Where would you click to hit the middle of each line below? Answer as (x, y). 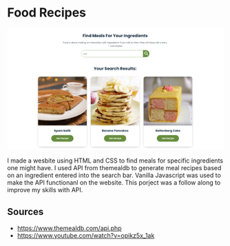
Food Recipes (47, 13)
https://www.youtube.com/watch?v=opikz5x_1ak (86, 235)
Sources (25, 212)
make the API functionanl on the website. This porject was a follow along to (114, 183)
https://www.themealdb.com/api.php (69, 228)
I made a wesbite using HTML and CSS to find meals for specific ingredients (115, 161)
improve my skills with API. (45, 190)
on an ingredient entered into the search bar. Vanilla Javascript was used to (114, 175)
